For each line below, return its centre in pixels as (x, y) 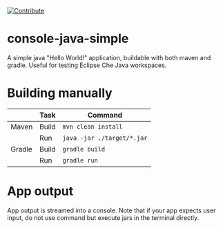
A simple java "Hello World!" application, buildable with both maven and (109, 57)
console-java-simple (68, 39)
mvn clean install (93, 127)
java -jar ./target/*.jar (105, 138)
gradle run (80, 160)
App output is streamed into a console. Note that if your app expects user (111, 210)
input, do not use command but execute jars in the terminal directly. (103, 217)
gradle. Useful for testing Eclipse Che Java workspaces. (87, 65)
